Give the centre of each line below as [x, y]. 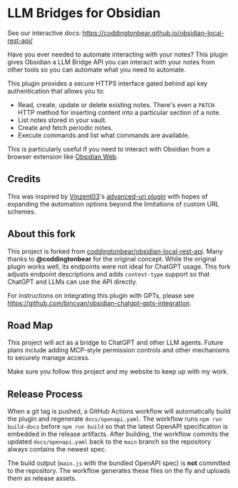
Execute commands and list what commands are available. [104, 135]
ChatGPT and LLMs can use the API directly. [72, 282]
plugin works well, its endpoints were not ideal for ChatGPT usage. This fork [119, 267]
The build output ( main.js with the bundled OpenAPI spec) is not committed [119, 463]
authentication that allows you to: [56, 91]
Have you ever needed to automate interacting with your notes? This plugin [118, 54]
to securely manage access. [49, 358]
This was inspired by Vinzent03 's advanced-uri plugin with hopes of [108, 196]
